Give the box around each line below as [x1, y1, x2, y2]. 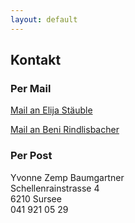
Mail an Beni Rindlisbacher [10, 124, 120, 136]
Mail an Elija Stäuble [10, 104, 93, 116]
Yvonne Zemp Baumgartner [10, 171, 125, 183]
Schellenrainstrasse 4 [10, 182, 100, 194]
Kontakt [10, 52, 62, 69]
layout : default [10, 14, 78, 25]
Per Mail [10, 81, 52, 95]
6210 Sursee [10, 192, 62, 205]
